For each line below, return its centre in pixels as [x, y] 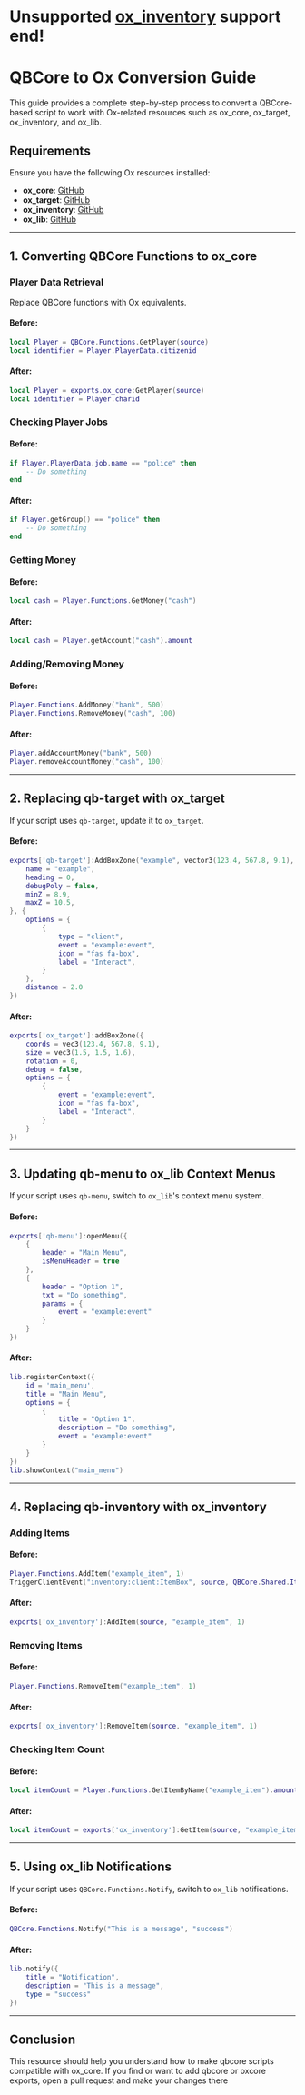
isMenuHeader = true [81, 1261]
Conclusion [43, 2039]
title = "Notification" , [73, 1978]
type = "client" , [91, 937]
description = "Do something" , [117, 1428]
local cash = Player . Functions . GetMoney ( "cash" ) [103, 601]
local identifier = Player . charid [75, 399]
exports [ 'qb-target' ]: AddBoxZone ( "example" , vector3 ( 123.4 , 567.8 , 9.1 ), [152, 861]
